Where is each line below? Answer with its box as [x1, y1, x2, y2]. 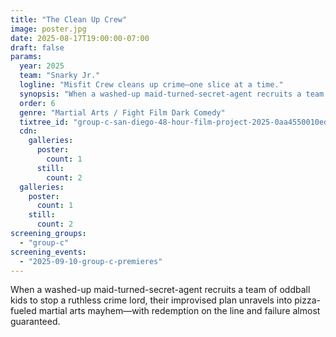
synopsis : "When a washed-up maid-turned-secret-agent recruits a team [19, 89, 325, 99]
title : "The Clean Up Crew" [10, 14, 128, 25]
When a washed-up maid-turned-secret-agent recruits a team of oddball [10, 284, 311, 296]
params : [10, 52, 43, 62]
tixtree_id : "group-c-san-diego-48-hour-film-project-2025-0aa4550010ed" [19, 117, 333, 127]
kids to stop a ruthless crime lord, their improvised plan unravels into [10, 294, 293, 306]
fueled [10, 305, 37, 317]
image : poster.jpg [10, 24, 87, 34]
